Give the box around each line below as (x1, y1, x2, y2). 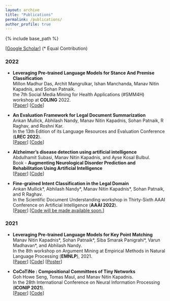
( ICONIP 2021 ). (12, 284, 45, 290)
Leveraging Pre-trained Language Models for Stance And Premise (12, 70, 155, 76)
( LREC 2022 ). (12, 133, 42, 140)
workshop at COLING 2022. (12, 97, 71, 103)
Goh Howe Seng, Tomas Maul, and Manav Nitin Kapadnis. (12, 274, 133, 280)
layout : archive (5, 7, 40, 13)
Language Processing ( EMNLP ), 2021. (12, 253, 92, 259)
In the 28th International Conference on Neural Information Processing (12, 279, 160, 285)
